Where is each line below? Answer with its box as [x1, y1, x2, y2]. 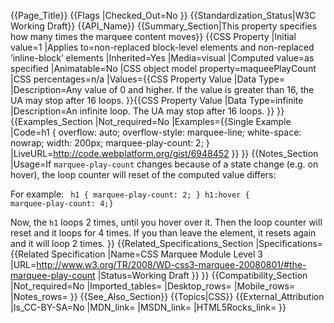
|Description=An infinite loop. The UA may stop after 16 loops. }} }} [10, 105, 285, 117]
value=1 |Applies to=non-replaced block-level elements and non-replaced [10, 41, 315, 53]
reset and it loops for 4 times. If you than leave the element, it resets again [10, 227, 317, 239]
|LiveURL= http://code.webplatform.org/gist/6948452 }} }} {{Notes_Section [10, 148, 319, 159]
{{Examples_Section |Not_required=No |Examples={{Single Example [10, 116, 292, 127]
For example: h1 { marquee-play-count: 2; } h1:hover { [10, 188, 250, 200]
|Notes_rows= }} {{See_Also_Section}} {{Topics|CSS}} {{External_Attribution [10, 291, 325, 302]
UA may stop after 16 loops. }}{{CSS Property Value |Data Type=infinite [10, 95, 304, 106]
